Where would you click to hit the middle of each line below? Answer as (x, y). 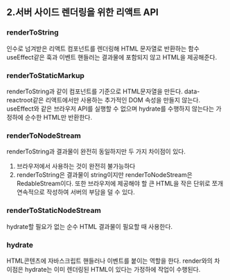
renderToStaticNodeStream (54, 211)
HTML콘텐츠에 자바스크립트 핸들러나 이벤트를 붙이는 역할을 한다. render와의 (109, 261)
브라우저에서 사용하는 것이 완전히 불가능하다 (76, 166)
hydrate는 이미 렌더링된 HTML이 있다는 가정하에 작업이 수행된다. (113, 269)
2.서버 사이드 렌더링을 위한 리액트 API (82, 12)
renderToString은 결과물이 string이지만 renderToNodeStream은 (105, 175)
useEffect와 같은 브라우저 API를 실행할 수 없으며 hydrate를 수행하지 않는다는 (110, 109)
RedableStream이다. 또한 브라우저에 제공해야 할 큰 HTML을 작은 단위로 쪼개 (120, 184)
